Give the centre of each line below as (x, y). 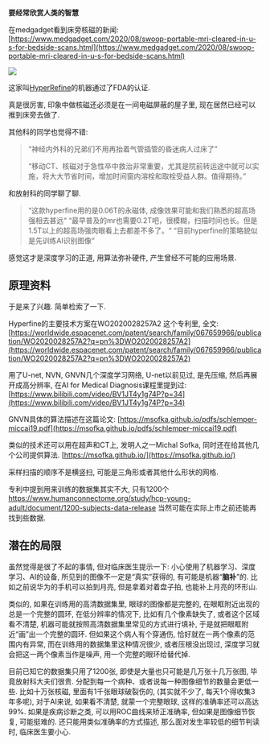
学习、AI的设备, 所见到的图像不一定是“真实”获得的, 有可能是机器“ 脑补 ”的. (129, 577)
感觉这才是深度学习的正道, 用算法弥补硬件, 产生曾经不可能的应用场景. (123, 258)
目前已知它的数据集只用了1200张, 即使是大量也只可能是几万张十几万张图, (129, 671)
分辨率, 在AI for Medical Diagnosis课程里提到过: (108, 385)
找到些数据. (27, 518)
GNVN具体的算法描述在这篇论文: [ (64, 419)
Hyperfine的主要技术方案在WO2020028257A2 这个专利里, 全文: (114, 323)
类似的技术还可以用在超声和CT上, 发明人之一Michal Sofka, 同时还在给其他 (130, 444)
